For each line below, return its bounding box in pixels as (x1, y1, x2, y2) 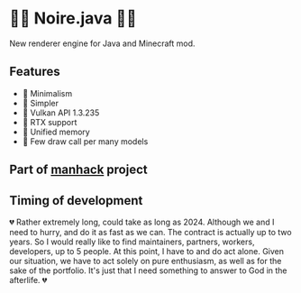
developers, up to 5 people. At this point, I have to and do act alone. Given (9, 245, 284, 256)
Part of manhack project (9, 162, 148, 178)
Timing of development (9, 193, 143, 208)
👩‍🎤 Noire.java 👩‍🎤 (9, 8, 137, 29)
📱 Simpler (22, 97, 59, 108)
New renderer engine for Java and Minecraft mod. (9, 38, 196, 49)
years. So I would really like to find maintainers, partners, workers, (9, 236, 255, 247)
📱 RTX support (22, 116, 78, 127)
